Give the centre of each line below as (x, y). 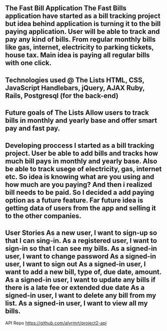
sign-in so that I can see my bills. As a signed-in (81, 248)
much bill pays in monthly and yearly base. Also (81, 161)
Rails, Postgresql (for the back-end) (62, 95)
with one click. (28, 63)
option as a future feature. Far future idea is (74, 200)
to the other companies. (43, 216)
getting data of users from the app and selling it (81, 208)
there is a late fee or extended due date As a (75, 287)
